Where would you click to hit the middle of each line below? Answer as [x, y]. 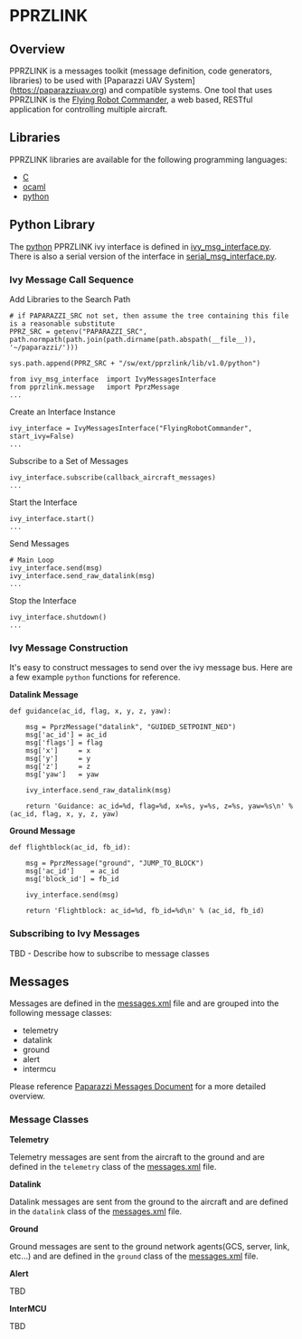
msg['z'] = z [58, 767]
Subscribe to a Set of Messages [69, 461]
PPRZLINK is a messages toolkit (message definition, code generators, [141, 71]
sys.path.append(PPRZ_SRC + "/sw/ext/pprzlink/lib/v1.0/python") [135, 363]
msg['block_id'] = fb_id [72, 879]
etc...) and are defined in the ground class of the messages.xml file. [134, 1256]
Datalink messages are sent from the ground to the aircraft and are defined [149, 1201]
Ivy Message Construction [69, 648]
